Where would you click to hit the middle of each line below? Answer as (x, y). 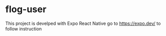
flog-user (26, 9)
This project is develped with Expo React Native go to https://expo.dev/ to (83, 23)
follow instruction (24, 28)
